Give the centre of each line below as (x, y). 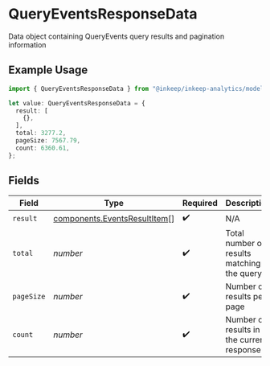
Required (200, 204)
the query (244, 273)
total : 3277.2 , (41, 134)
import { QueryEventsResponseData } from (79, 88)
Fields (24, 181)
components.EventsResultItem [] (114, 218)
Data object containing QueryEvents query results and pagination (117, 36)
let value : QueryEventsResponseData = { (77, 103)
